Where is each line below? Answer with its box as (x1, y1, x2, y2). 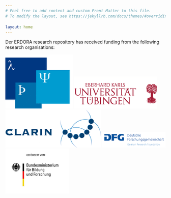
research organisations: (5, 44, 55, 50)
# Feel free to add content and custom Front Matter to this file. (5, 8, 152, 13)
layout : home (5, 24, 33, 30)
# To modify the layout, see (5, 13, 67, 19)
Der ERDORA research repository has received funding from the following (5, 39, 159, 45)
